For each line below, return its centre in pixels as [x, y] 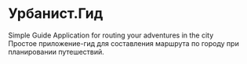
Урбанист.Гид [56, 14]
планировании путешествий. [56, 52]
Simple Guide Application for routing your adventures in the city [111, 35]
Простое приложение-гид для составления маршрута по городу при [123, 43]
